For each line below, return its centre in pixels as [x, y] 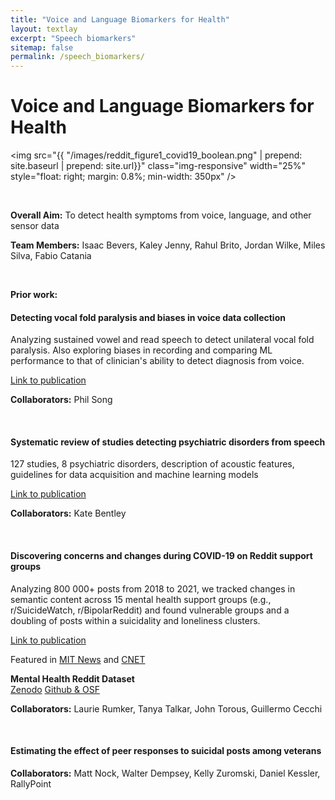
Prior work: [34, 295]
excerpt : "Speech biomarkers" [73, 38]
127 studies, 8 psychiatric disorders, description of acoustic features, [152, 464]
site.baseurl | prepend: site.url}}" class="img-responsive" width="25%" [158, 166]
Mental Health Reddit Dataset [72, 678]
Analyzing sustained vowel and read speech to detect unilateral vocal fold [162, 340]
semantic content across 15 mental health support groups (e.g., [141, 599]
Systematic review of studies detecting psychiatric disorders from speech [168, 442]
